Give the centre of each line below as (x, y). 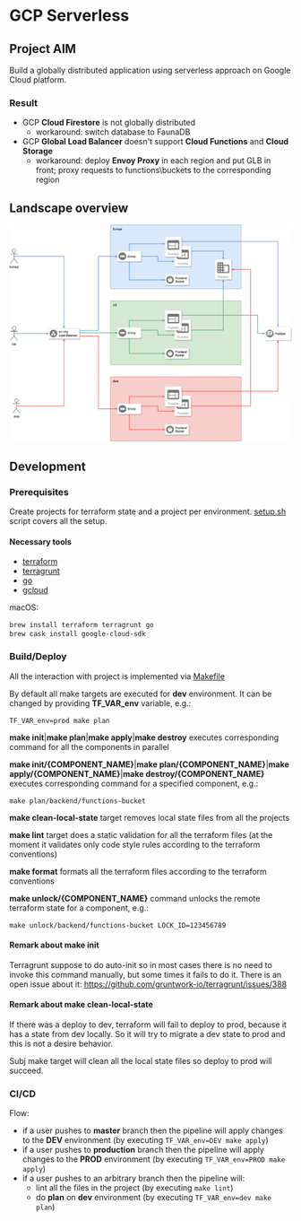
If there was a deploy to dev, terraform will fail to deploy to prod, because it (148, 1025)
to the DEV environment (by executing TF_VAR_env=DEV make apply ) (145, 1140)
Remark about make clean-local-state (82, 1005)
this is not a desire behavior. (61, 1044)
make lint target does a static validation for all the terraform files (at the (141, 834)
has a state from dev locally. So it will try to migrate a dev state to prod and (147, 1034)
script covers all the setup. (58, 521)
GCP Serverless (69, 16)
